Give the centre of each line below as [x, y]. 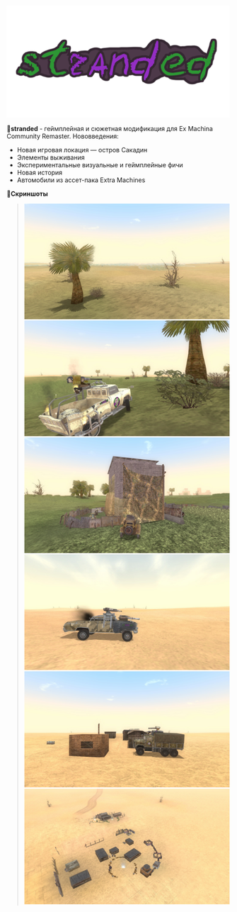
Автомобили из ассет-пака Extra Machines [81, 180]
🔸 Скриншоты [28, 194]
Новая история [40, 173]
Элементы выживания [51, 157]
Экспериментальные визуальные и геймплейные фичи [100, 165]
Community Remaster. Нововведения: [63, 136]
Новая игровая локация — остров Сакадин [82, 150]
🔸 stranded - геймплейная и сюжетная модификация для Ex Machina [110, 129]
